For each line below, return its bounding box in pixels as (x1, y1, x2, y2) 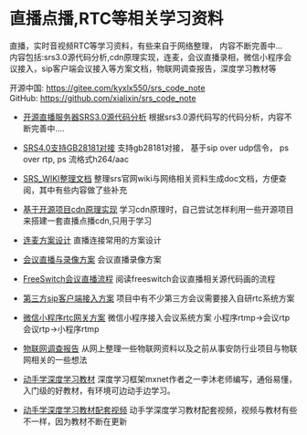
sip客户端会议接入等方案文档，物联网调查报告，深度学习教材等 (40, 63, 277, 74)
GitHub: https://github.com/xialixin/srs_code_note (9, 92, 196, 103)
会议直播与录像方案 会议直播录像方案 (22, 254, 162, 264)
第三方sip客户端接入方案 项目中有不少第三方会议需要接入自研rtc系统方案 (22, 293, 295, 304)
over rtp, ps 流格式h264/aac (22, 153, 130, 164)
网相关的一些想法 (22, 354, 88, 365)
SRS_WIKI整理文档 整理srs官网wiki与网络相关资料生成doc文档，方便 (22, 172, 279, 183)
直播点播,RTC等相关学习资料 (9, 8, 224, 29)
